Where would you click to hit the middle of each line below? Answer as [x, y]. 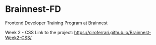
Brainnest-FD [33, 9]
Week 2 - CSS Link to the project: [39, 32]
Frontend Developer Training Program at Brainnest [56, 23]
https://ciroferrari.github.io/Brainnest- [112, 32]
